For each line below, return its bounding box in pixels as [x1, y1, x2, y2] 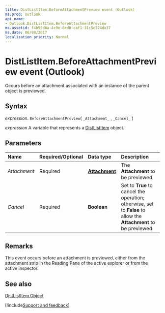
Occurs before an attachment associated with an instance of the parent [5, 82, 150, 89]
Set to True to [121, 182, 153, 189]
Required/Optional [39, 154, 83, 160]
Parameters [5, 139, 42, 148]
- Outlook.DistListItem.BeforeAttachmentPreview [5, 21, 107, 26]
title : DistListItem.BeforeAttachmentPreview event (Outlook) [5, 7, 135, 12]
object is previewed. [5, 88, 46, 94]
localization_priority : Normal [5, 35, 69, 40]
